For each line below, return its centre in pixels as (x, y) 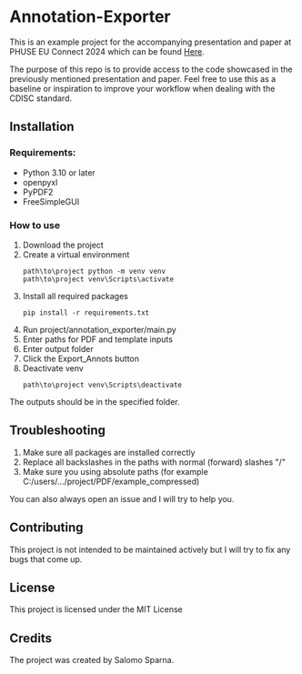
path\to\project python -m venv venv (94, 271)
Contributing (46, 528)
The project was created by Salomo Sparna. (92, 660)
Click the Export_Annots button (81, 358)
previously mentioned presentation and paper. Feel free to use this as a (143, 78)
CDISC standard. (41, 98)
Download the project (63, 245)
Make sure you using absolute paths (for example (116, 471)
